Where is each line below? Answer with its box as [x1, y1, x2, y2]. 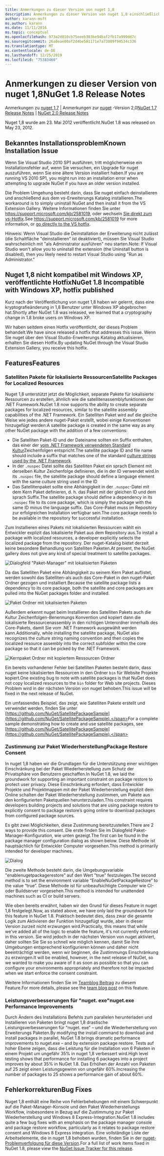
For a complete [127, 716, 158, 721]
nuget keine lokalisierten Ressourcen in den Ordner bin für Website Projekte [5, 670, 158, 675]
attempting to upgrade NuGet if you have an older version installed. [5, 181, 141, 186]
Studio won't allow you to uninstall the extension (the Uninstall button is [5, 246, 149, 252]
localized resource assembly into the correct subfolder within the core [5, 640, 146, 646]
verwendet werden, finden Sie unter [5, 705, 78, 711]
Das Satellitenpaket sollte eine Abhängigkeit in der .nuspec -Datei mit [12, 484, 150, 489]
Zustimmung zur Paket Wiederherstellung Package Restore [5, 743, 148, 750]
